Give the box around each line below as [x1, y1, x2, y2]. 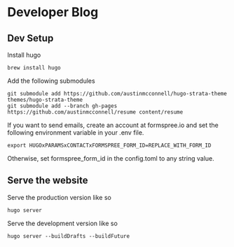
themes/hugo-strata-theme [7, 96, 83, 103]
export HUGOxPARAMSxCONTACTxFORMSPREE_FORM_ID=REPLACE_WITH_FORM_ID [7, 142, 212, 149]
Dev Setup [7, 32, 54, 44]
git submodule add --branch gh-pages [7, 102, 118, 109]
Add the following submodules [7, 76, 96, 85]
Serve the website [7, 175, 88, 187]
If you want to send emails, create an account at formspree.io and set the [7, 121, 219, 129]
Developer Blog [7, 4, 99, 20]
